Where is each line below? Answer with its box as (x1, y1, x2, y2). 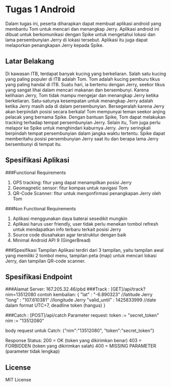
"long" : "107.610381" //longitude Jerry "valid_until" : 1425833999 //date (5, 297, 157, 303)
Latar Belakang (5, 57, 55, 66)
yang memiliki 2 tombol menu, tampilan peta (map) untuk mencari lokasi (5, 252, 157, 258)
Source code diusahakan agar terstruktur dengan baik (12, 231, 127, 238)
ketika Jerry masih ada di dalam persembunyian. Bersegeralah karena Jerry (5, 103, 165, 109)
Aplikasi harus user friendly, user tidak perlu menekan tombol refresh (12, 221, 158, 227)
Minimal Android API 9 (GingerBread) (12, 237, 91, 243)
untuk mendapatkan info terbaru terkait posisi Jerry (12, 226, 121, 232)
